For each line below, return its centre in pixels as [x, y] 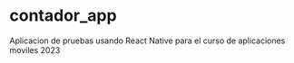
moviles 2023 [35, 49]
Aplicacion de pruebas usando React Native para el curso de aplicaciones [147, 40]
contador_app [63, 16]
